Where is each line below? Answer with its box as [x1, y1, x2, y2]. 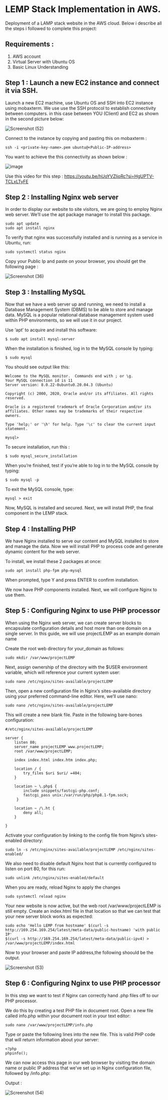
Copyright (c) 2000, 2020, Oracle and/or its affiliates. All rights [5, 391, 154, 396]
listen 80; [14, 740, 37, 745]
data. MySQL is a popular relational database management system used [5, 312, 154, 318]
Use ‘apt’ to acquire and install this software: [5, 327, 97, 333]
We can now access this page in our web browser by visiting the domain [5, 1059, 155, 1065]
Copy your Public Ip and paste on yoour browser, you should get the [5, 258, 146, 264]
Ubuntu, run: [5, 240, 32, 246]
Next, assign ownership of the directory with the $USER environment [5, 664, 148, 670]
